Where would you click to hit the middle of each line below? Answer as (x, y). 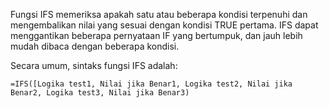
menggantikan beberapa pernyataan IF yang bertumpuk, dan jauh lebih (156, 35)
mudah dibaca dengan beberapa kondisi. (95, 46)
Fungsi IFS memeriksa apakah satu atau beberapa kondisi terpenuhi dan (159, 14)
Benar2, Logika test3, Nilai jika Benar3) (100, 93)
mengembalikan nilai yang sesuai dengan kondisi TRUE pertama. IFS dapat (164, 25)
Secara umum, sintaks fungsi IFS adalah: (94, 65)
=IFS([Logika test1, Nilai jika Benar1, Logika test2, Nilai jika (151, 84)
